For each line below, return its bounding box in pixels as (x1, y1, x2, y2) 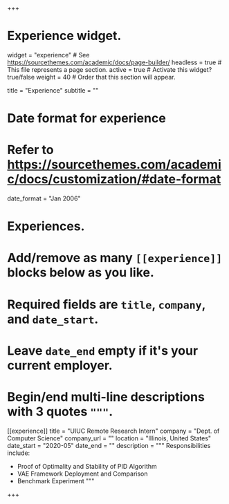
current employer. (7, 357, 113, 373)
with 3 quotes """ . (7, 404, 113, 419)
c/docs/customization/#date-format (7, 171, 221, 187)
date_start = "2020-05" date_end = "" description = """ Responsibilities (7, 441, 211, 449)
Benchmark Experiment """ (17, 476, 95, 485)
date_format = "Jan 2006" (7, 194, 81, 203)
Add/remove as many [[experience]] (7, 250, 223, 266)
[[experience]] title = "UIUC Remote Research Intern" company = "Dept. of (7, 427, 220, 435)
